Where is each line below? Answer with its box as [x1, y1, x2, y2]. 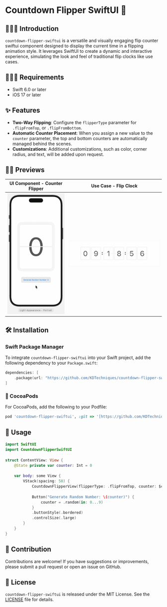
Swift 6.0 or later [12, 86, 47, 92]
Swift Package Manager [5, 344, 64, 351]
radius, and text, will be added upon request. [12, 151, 104, 157]
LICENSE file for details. [5, 597, 54, 603]
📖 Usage [5, 428, 31, 436]
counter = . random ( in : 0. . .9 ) [40, 500, 103, 505]
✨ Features [5, 106, 40, 115]
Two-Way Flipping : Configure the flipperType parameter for [12, 119, 137, 125]
